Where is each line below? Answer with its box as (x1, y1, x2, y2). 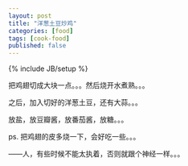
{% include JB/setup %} (8, 64, 88, 73)
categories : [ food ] (8, 27, 74, 35)
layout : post (8, 11, 52, 20)
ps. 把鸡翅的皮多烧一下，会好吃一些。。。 (8, 132, 141, 142)
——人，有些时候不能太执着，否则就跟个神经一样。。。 (8, 149, 185, 159)
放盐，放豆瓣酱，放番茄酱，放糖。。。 (8, 114, 129, 125)
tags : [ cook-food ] (8, 34, 70, 43)
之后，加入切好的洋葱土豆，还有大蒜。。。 (8, 98, 142, 107)
